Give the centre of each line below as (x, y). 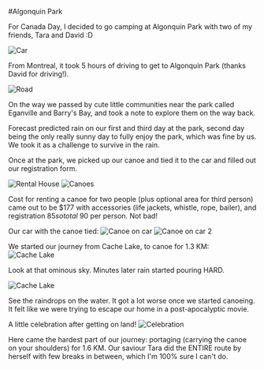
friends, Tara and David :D (50, 35)
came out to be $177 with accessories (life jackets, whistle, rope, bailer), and (132, 207)
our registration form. (43, 168)
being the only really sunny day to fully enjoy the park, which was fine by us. (132, 136)
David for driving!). (39, 74)
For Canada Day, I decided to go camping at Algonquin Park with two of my (130, 26)
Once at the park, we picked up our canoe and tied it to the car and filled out (132, 160)
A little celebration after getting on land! (73, 324)
